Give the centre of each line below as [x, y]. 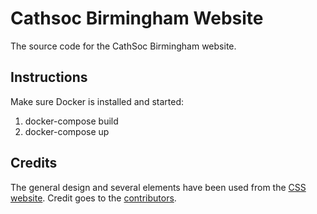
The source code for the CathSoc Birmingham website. [123, 46]
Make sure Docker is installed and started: [97, 101]
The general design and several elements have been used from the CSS [158, 187]
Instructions [49, 77]
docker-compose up [67, 131]
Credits [34, 163]
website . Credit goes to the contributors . [93, 198]
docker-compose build [71, 121]
